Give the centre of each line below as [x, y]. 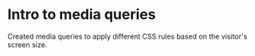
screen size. [27, 44]
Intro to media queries [82, 15]
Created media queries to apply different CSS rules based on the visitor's [127, 36]
